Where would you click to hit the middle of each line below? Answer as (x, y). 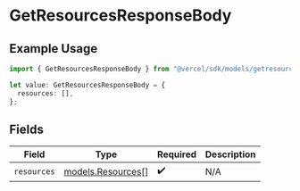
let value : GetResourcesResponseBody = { (87, 85)
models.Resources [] (106, 171)
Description (230, 154)
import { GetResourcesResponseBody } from (89, 69)
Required (177, 154)
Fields (27, 129)
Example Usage (54, 49)
